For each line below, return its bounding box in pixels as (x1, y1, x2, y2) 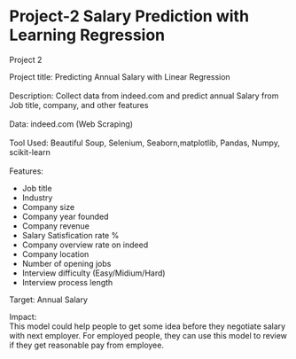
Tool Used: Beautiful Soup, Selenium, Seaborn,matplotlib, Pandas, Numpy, (9, 137, 281, 148)
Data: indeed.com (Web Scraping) (9, 118, 134, 129)
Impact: (9, 311, 37, 322)
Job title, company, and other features (9, 99, 149, 110)
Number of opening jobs (21, 258, 112, 269)
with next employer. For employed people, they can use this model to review (9, 330, 288, 340)
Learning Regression (9, 25, 166, 45)
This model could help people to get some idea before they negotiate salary (9, 321, 286, 332)
